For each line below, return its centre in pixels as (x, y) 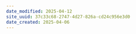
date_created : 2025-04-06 (38, 22)
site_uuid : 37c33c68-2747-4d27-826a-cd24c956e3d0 (68, 17)
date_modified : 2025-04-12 (39, 11)
